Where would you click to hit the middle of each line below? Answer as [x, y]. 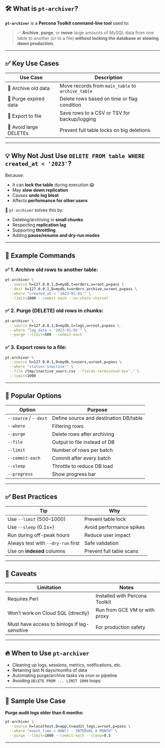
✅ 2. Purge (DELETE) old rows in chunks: [55, 311]
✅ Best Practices [31, 497]
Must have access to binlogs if [43, 624]
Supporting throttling [34, 230]
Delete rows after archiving [83, 434]
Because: [15, 175]
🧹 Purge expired [26, 99]
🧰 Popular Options [33, 396]
